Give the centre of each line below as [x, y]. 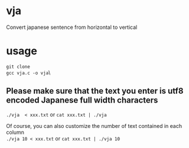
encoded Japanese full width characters [82, 101]
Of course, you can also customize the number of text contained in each [94, 126]
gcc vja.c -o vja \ [28, 73]
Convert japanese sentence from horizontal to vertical [72, 27]
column [15, 132]
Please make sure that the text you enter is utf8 [95, 91]
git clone [18, 67]
